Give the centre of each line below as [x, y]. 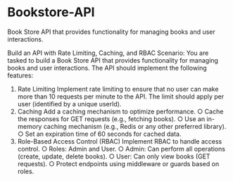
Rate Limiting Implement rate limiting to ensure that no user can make [118, 89]
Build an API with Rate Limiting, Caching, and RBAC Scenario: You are [108, 53]
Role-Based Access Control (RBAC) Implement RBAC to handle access [120, 141]
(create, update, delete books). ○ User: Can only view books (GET [114, 156]
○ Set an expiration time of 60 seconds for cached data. [99, 134]
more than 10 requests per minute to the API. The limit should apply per [120, 96]
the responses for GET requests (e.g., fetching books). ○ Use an [111, 119]
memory [30, 126]
